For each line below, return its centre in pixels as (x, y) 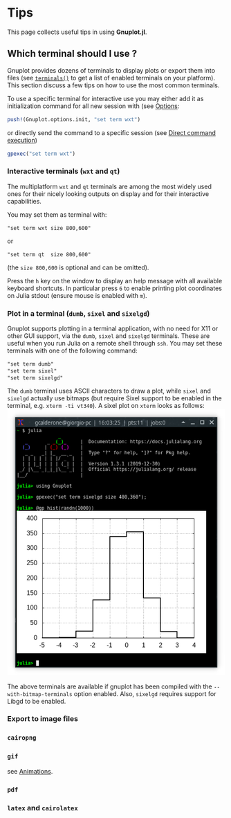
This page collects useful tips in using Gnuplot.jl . (77, 32)
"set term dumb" (30, 364)
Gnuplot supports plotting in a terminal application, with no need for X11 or (113, 329)
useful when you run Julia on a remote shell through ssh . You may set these (115, 344)
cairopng (22, 738)
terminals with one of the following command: (72, 350)
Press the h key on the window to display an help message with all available (115, 281)
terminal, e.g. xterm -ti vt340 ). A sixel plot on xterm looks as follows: (106, 406)
